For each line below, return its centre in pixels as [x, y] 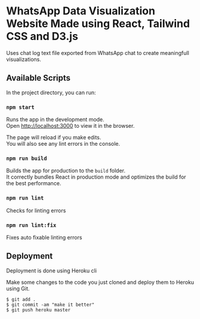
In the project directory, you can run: [51, 92]
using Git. [18, 289]
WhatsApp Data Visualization [81, 11]
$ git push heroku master [38, 310]
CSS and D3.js [42, 36]
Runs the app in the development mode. [55, 119]
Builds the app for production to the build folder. [66, 171]
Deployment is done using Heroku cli [52, 271]
